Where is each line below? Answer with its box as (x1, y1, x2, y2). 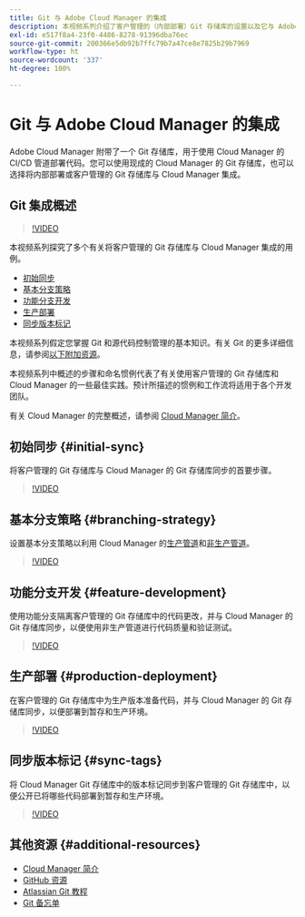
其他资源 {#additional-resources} (9, 837, 202, 852)
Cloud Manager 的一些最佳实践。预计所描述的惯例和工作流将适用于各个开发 (9, 379, 292, 390)
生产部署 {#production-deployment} (9, 668, 218, 684)
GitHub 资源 (22, 874, 68, 885)
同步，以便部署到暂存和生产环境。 (25, 706, 152, 717)
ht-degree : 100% (9, 65, 71, 74)
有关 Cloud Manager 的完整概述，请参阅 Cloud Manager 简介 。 (9, 410, 245, 421)
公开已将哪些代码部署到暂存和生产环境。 (16, 790, 169, 801)
